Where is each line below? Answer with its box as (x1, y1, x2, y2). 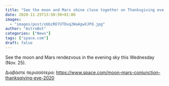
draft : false (5, 40, 33, 46)
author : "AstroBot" (5, 26, 47, 31)
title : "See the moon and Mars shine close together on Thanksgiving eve (5, 7, 164, 13)
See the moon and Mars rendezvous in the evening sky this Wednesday (5, 54, 155, 60)
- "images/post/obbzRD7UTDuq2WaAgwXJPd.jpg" (10, 21, 105, 27)
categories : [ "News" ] (5, 31, 51, 36)
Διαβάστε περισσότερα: (5, 69, 55, 75)
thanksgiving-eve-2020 (5, 74, 55, 81)
